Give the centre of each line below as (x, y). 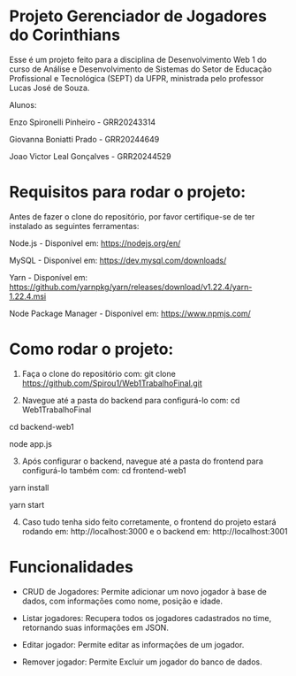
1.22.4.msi (28, 296)
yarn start (27, 504)
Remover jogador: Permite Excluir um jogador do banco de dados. (142, 662)
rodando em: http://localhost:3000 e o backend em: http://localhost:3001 (155, 531)
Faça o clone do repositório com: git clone (99, 373)
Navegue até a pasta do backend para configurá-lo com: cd (131, 400)
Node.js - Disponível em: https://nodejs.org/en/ (95, 243)
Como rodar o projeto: (91, 349)
